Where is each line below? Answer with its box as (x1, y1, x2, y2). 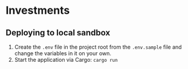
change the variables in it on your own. (14, 50, 112, 57)
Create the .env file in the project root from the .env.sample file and (14, 43, 182, 50)
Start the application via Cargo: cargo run (14, 56, 118, 63)
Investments (5, 4, 70, 17)
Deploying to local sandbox (5, 28, 111, 38)
